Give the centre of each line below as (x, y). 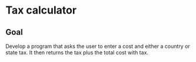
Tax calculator (41, 10)
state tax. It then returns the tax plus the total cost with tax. (77, 53)
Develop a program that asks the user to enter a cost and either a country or (98, 46)
